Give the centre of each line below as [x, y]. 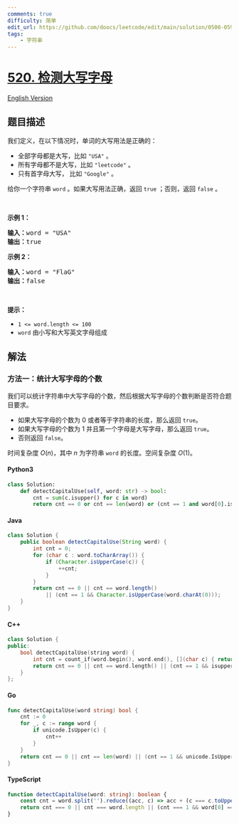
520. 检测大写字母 [60, 78]
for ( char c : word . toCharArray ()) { [89, 556]
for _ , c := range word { [59, 724]
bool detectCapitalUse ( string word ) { [78, 653]
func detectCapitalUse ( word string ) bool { [73, 710]
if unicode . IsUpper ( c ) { [70, 730]
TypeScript [24, 779]
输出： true [24, 242]
